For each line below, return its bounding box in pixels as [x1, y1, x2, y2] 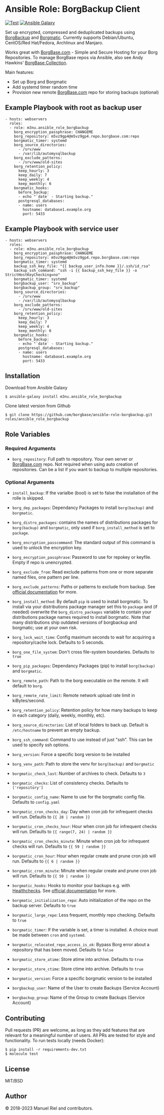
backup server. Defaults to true [12, 902, 76, 909]
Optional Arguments [5, 478, 55, 485]
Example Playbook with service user [5, 225, 119, 233]
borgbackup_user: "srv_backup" [14, 281, 78, 286]
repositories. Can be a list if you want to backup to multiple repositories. [12, 467, 158, 473]
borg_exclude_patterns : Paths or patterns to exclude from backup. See [12, 584, 156, 590]
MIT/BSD [5, 1078, 24, 1083]
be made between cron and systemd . [12, 932, 86, 938]
